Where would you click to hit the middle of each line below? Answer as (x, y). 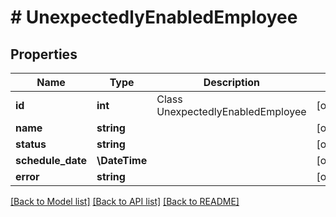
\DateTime (122, 160)
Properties (44, 54)
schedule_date (51, 160)
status (31, 144)
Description (232, 82)
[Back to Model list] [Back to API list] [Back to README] (125, 201)
